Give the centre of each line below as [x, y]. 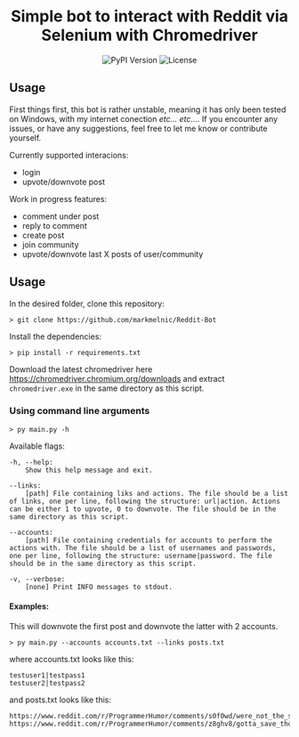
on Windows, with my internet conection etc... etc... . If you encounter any [144, 118]
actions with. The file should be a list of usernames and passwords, [143, 548]
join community [50, 244]
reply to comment [54, 225]
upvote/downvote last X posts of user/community [113, 254]
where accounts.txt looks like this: [72, 660]
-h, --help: [31, 462]
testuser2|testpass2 [48, 684]
